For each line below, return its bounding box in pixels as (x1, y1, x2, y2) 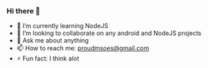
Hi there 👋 (6, 6, 41, 16)
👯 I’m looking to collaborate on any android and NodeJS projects (16, 29, 202, 37)
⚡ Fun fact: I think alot (16, 54, 79, 63)
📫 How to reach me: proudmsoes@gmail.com (16, 44, 150, 52)
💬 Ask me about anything (16, 36, 89, 45)
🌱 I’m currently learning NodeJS (16, 22, 109, 30)
